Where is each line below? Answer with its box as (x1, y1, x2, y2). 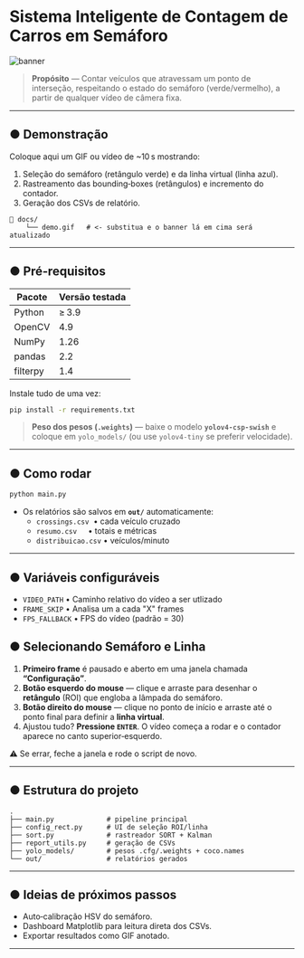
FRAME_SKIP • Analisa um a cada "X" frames (22, 603, 185, 614)
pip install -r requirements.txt (9, 405, 136, 414)
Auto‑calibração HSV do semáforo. (22, 911, 153, 922)
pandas (14, 350, 46, 363)
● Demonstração (9, 127, 109, 142)
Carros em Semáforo (9, 25, 169, 46)
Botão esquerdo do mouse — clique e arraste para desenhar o (22, 682, 258, 693)
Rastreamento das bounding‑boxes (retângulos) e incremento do (22, 178, 264, 189)
